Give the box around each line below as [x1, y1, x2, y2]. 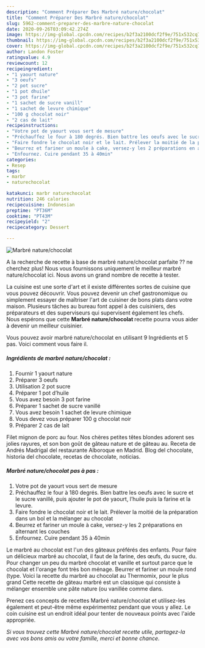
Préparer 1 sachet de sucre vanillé [15, 402, 101, 409]
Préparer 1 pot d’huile [15, 389, 69, 396]
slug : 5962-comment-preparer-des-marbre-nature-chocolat [6, 20, 154, 26]
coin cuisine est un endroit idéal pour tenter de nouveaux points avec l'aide [6, 610, 195, 617]
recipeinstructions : [6, 123, 59, 129]
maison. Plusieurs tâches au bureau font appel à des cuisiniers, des [6, 303, 176, 310]
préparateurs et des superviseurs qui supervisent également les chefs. [6, 309, 184, 316]
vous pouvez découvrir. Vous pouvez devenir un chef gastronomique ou [6, 289, 188, 297]
